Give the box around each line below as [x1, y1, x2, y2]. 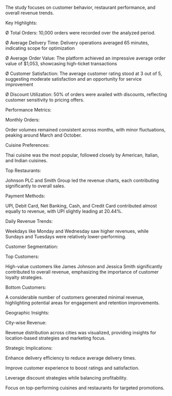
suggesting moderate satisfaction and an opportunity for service [5, 76, 142, 82]
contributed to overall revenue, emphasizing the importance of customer [5, 269, 159, 275]
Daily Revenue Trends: [5, 218, 53, 224]
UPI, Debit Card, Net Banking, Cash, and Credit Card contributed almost [5, 203, 157, 209]
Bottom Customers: [5, 285, 47, 290]
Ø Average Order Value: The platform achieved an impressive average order [5, 55, 166, 61]
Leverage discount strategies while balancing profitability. [5, 375, 128, 381]
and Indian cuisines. [5, 158, 48, 163]
